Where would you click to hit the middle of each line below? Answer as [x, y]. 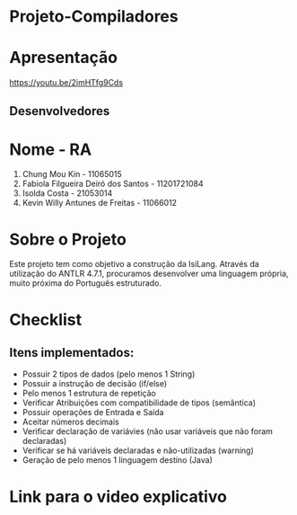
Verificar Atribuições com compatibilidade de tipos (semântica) [139, 403]
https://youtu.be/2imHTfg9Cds [66, 83]
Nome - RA [51, 149]
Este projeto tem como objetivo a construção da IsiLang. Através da [135, 264]
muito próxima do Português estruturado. [86, 283]
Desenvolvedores [60, 111]
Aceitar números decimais [70, 422]
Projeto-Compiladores [94, 17]
